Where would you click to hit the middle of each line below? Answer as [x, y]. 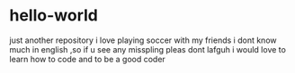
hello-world [54, 16]
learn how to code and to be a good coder [88, 59]
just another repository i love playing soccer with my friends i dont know [143, 40]
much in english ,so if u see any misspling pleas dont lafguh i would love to [147, 49]
